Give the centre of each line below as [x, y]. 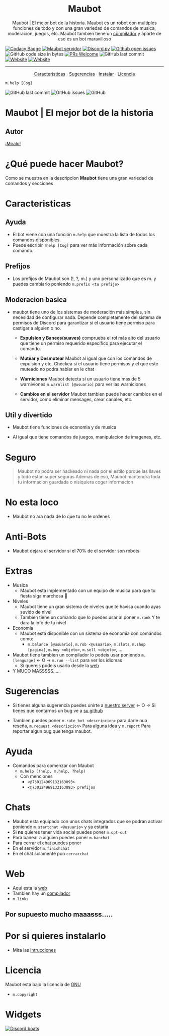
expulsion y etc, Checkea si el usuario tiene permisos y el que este [89, 363]
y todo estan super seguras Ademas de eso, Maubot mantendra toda [89, 477]
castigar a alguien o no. [37, 328]
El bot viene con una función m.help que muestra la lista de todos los [83, 234]
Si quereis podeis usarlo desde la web [59, 666]
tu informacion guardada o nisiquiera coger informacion [75, 482]
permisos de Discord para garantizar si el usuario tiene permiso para [83, 322]
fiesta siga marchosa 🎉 [44, 596]
